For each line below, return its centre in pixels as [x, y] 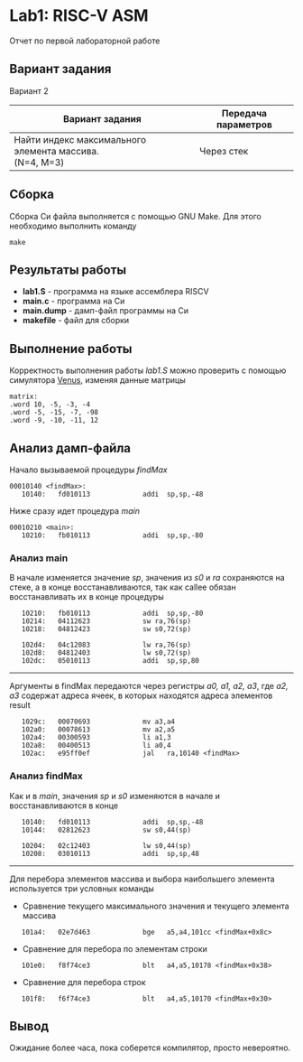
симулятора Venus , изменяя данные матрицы [98, 380]
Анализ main [39, 558]
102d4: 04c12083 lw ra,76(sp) [106, 645]
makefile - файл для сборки [76, 321]
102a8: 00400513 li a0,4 [96, 746]
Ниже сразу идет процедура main [74, 511]
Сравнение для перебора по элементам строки [115, 948]
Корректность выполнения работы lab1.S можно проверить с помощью [148, 370]
